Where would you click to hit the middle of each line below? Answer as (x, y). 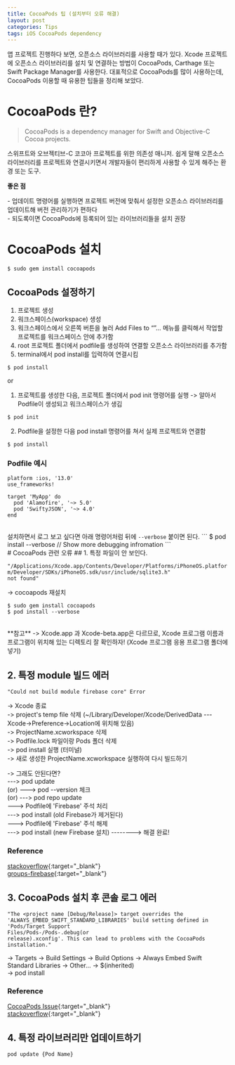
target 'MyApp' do (34, 497)
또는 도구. (28, 171)
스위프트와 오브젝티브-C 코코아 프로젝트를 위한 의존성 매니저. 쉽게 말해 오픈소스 (116, 154)
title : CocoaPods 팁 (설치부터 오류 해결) (63, 14)
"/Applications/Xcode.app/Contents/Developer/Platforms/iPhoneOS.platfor (117, 567)
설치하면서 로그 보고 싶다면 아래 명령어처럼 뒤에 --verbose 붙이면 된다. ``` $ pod (117, 537)
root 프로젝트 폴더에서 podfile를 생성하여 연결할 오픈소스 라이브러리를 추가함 (122, 345)
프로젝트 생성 (35, 310)
